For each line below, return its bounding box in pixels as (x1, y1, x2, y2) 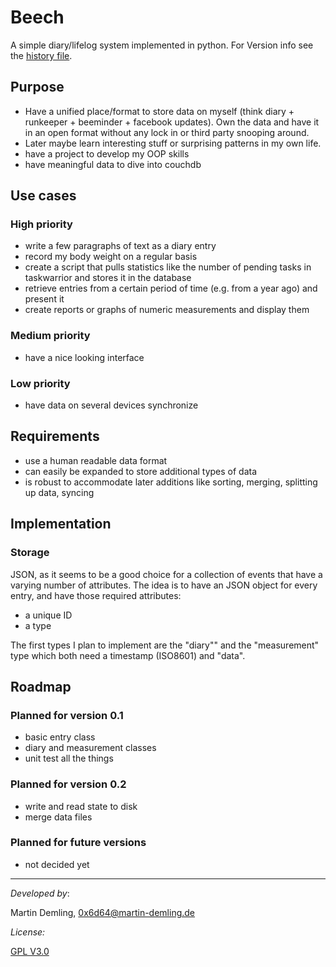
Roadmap (10, 678, 72, 695)
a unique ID (24, 609, 73, 621)
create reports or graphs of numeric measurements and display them (24, 304, 310, 316)
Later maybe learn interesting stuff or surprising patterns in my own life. (24, 137, 322, 149)
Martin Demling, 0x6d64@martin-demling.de (10, 906, 196, 918)
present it (24, 293, 65, 305)
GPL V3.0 (10, 945, 50, 957)
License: (10, 926, 46, 938)
